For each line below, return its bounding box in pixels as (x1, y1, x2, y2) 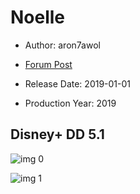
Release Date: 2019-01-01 (24, 77, 132, 90)
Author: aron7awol (24, 39, 101, 51)
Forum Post (24, 58, 73, 70)
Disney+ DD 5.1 (10, 126, 105, 143)
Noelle (10, 6, 66, 29)
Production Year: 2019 (24, 97, 117, 109)
